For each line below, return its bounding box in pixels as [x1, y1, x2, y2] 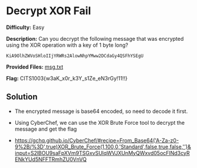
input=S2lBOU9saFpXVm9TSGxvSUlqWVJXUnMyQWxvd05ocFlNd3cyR [14, 149, 190, 156]
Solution [6, 92, 38, 102]
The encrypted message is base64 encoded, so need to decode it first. [14, 108, 188, 115]
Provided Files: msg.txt [6, 63, 64, 70]
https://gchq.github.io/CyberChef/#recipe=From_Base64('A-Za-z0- [14, 137, 179, 144]
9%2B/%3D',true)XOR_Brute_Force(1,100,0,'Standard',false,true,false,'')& [14, 143, 191, 150]
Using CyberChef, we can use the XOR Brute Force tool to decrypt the [14, 119, 185, 126]
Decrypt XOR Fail [6, 4, 91, 18]
